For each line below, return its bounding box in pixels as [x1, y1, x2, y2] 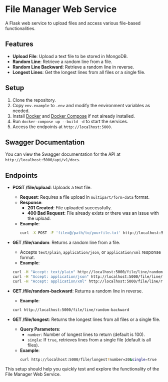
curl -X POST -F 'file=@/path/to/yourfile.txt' [19, 230, 121, 236]
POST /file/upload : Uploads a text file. [12, 184, 92, 191]
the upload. [27, 215, 51, 221]
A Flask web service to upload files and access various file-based [5, 20, 141, 26]
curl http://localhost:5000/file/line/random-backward [12, 307, 129, 312]
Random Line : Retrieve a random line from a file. [12, 59, 112, 65]
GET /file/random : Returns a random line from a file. [12, 239, 120, 246]
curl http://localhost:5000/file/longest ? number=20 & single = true [19, 357, 157, 362]
